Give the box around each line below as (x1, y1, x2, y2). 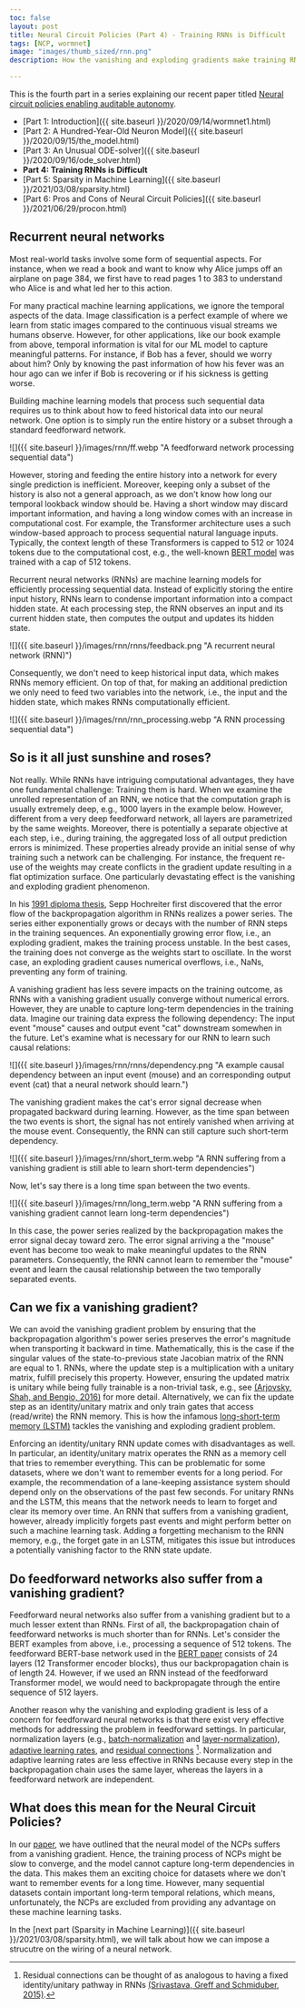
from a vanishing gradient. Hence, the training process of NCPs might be (9, 1848, 282, 1859)
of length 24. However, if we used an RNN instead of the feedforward (9, 1667, 269, 1678)
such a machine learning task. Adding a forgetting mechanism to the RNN (9, 1525, 284, 1536)
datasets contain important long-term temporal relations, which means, (9, 1887, 276, 1898)
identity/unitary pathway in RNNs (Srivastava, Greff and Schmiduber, (22, 1979, 280, 1990)
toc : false (9, 13, 51, 23)
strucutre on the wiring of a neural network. (9, 1943, 172, 1954)
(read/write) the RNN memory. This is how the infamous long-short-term (9, 1411, 280, 1422)
